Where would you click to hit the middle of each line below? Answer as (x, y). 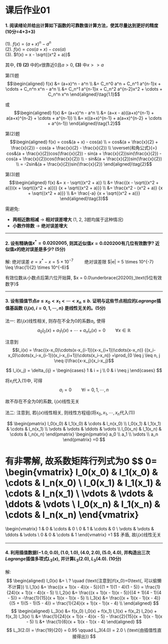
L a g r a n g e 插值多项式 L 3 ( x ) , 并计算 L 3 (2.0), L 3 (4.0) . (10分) (63, 560)
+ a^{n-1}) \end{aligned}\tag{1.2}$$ (84, 124)
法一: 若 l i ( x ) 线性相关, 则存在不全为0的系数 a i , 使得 (55, 322)
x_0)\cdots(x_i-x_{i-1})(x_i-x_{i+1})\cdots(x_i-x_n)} (59, 355)
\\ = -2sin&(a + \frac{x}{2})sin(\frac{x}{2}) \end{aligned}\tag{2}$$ (84, 164)
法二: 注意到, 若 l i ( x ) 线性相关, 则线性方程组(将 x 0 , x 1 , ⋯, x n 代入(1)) (70, 413)
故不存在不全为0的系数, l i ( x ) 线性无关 (42, 402)
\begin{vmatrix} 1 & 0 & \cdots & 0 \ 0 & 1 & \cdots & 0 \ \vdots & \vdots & (79, 529)
